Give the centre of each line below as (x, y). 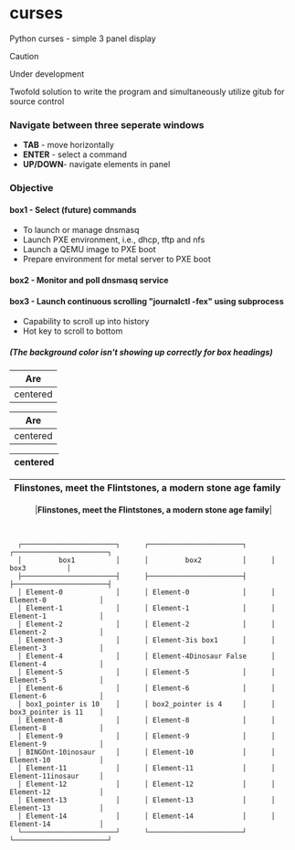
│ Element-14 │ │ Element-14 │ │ (147, 816)
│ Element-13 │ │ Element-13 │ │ (147, 801)
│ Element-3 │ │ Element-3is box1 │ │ (147, 641)
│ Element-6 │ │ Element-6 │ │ (147, 688)
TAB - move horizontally (68, 145)
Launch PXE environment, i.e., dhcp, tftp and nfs (114, 239)
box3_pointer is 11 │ (57, 712)
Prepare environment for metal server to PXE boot (117, 260)
